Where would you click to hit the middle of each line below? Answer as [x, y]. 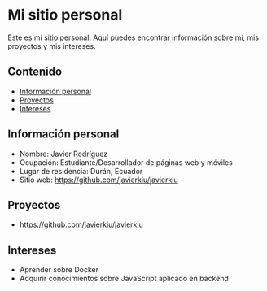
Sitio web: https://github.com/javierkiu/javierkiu [98, 180]
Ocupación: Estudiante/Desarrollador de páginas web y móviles [126, 162]
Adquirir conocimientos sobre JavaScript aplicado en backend [124, 279]
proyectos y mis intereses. [52, 46]
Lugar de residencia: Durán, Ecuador [81, 171]
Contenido [35, 72]
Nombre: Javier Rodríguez [63, 154]
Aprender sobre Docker [59, 270]
